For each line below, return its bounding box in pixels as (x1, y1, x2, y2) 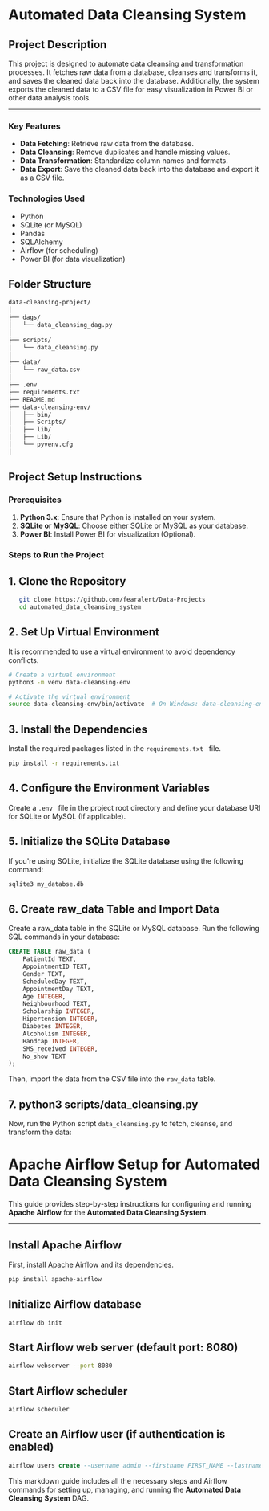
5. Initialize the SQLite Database (8, 835, 171, 848)
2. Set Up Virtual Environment (8, 625, 160, 639)
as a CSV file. (19, 173, 65, 182)
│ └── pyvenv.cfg (8, 440, 74, 449)
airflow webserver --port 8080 (8, 1362, 113, 1370)
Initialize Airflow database (8, 1297, 142, 1311)
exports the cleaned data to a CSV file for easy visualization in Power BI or (8, 84, 254, 94)
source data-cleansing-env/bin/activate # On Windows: (8, 700, 199, 709)
